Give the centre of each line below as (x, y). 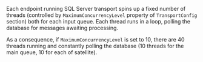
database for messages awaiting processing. (62, 28)
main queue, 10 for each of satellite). (52, 52)
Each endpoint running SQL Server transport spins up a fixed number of (96, 9)
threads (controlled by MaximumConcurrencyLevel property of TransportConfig (102, 15)
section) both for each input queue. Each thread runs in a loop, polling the (98, 21)
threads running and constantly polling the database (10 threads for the (95, 46)
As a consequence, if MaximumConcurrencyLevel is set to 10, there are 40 (95, 39)
